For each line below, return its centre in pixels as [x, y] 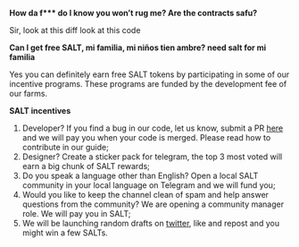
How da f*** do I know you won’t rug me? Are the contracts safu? [133, 13]
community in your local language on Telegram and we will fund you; [149, 185]
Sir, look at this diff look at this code [75, 30]
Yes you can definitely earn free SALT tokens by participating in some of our [149, 74]
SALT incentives [40, 111]
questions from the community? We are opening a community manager [153, 204]
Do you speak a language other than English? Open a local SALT [140, 175]
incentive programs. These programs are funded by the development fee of [148, 84]
